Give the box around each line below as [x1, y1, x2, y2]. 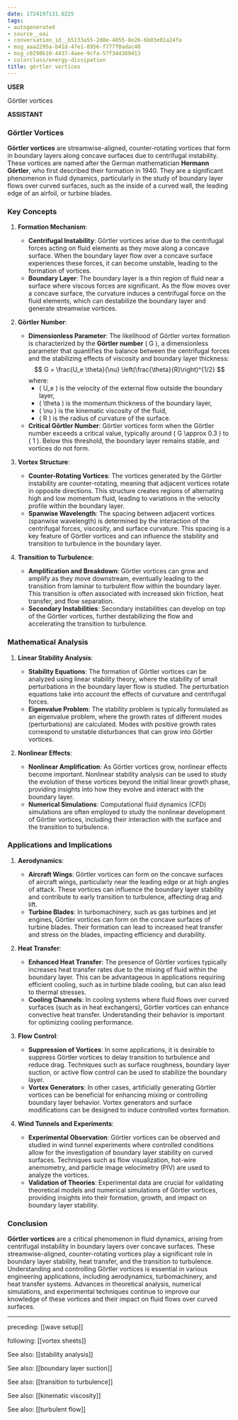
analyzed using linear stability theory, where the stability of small [28, 675, 217, 683]
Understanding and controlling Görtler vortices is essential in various [7, 1265, 208, 1273]
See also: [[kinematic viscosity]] [7, 1392, 101, 1400]
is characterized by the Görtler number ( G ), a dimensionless [28, 339, 209, 348]
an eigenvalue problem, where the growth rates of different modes [28, 712, 222, 721]
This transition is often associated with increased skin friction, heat [28, 590, 224, 598]
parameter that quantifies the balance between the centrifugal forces [28, 346, 230, 355]
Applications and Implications [7, 840, 113, 850]
